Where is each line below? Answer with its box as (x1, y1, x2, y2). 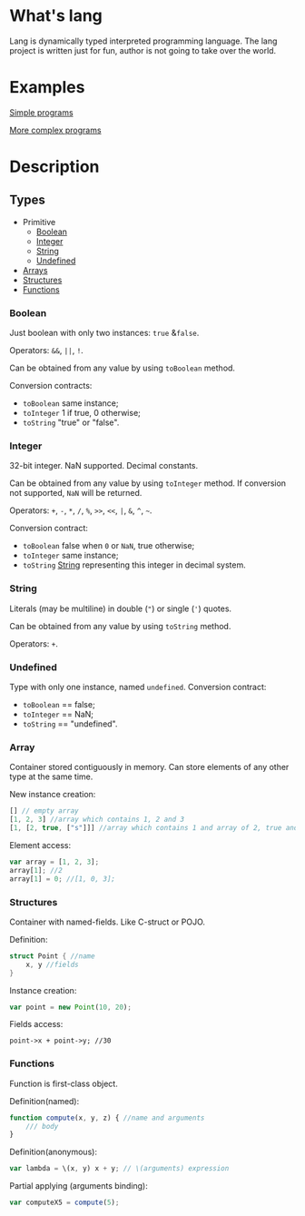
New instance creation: (9, 789, 96, 800)
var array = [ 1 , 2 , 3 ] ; (9, 857, 100, 866)
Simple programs (9, 106, 74, 118)
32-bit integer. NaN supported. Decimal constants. (9, 460, 199, 471)
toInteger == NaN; (22, 709, 93, 720)
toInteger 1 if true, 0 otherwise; (22, 408, 141, 419)
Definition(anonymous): (9, 1146, 98, 1158)
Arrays (22, 264, 48, 275)
